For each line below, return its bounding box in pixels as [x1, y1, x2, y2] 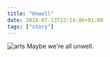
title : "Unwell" [7, 10, 54, 17]
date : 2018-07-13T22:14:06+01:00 [7, 17, 104, 24]
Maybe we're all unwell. [26, 42, 94, 51]
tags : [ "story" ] [7, 23, 54, 30]
